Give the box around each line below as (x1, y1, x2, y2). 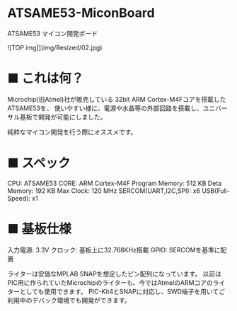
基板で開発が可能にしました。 (19, 112, 107, 121)
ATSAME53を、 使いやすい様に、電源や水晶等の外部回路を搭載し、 (7, 104, 203, 112)
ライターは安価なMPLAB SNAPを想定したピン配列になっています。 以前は (7, 269, 221, 278)
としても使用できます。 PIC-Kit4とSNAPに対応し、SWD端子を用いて (19, 287, 219, 295)
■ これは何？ (7, 71, 84, 86)
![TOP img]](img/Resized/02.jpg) (7, 43, 103, 52)
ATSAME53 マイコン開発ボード (7, 29, 98, 37)
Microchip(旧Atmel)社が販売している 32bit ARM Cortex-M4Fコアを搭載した (7, 95, 226, 103)
